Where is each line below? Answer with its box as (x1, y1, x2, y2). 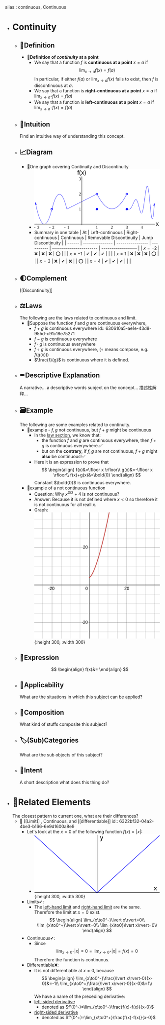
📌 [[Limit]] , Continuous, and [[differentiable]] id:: (19, 818, 118, 824)
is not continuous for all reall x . (34, 501, 97, 508)
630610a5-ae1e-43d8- (105, 325, 152, 331)
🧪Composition (19, 708, 64, 716)
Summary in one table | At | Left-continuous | (34, 229, 126, 235)
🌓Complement (19, 274, 67, 283)
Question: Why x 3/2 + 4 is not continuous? (34, 490, 119, 497)
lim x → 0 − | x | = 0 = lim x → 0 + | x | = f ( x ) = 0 (56, 948, 138, 955)
